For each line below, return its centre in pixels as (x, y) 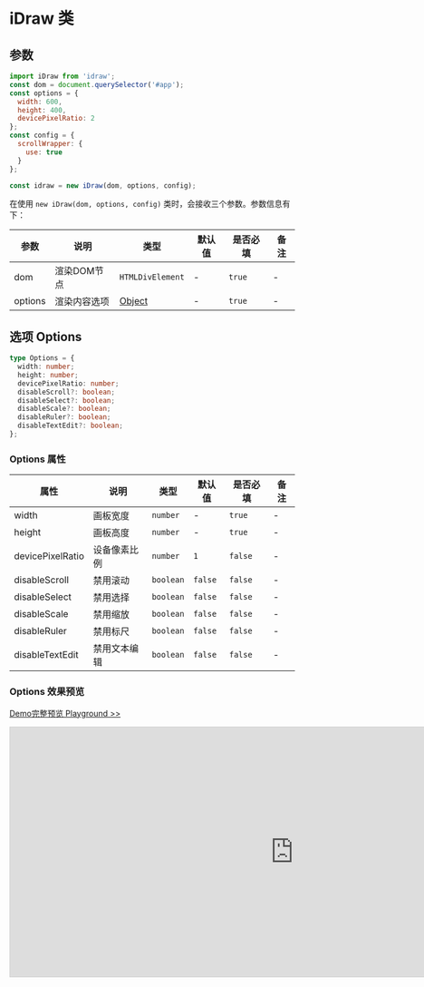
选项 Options (46, 337)
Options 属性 (38, 459)
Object (133, 301)
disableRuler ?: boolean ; (64, 417)
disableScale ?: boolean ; (64, 409)
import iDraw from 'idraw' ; (63, 76)
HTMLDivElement (152, 277)
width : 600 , (40, 102)
